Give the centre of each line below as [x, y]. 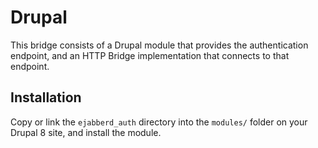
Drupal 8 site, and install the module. [86, 132]
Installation [46, 97]
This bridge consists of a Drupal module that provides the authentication [159, 45]
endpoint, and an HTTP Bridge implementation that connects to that [150, 55]
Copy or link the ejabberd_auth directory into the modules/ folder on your [159, 122]
